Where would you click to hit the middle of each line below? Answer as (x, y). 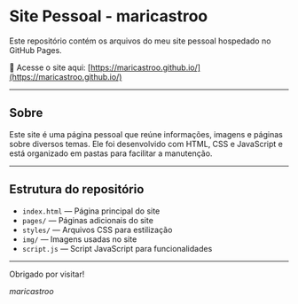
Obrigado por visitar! (47, 274)
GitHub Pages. (35, 50)
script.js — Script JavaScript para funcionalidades (117, 248)
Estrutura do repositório (77, 189)
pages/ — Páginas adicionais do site (87, 220)
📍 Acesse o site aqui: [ (50, 67)
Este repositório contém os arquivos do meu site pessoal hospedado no (140, 41)
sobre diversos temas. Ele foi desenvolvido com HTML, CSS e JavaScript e (146, 144)
